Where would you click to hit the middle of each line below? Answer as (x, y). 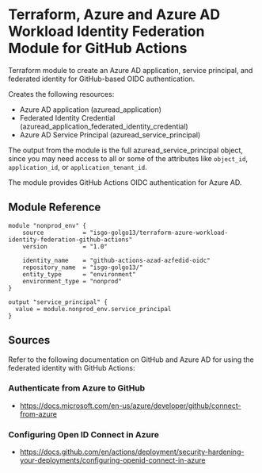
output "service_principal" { (58, 302)
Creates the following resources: (61, 94)
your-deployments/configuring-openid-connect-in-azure (112, 460)
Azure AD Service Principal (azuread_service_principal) (110, 135)
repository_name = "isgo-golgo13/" (83, 267)
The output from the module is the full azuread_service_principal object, (126, 150)
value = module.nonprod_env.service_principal (93, 309)
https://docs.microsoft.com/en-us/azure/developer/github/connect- (130, 406)
